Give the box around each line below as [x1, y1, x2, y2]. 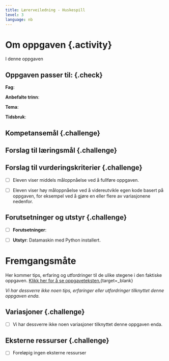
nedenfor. [12, 198, 33, 204]
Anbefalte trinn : [5, 94, 40, 100]
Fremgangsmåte [5, 255, 76, 267]
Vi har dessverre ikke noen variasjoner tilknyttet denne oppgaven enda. [12, 321, 163, 327]
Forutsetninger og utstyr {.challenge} [5, 213, 127, 222]
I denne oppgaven [5, 56, 43, 62]
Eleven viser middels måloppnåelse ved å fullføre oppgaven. [12, 177, 139, 183]
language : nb [5, 17, 33, 22]
